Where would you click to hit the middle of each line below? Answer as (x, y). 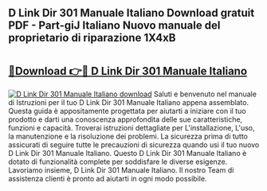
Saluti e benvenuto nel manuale (205, 94)
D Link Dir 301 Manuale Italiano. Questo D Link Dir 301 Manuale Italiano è (128, 153)
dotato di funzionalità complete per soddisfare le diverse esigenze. (118, 162)
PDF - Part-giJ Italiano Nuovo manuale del (114, 26)
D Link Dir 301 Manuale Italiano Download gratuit (132, 13)
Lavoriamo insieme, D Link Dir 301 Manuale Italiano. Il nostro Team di (121, 170)
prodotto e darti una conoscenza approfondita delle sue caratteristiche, (126, 119)
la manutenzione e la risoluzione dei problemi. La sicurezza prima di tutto (128, 136)
